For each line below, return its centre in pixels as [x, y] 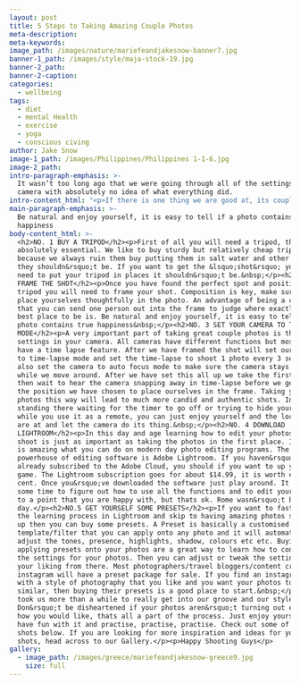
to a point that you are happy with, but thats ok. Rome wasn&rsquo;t [151, 500]
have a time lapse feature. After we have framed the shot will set [147, 350]
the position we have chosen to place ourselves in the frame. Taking [151, 392]
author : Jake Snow [43, 150]
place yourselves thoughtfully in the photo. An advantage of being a [151, 300]
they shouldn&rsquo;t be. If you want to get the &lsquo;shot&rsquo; [149, 267]
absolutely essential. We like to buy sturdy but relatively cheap [146, 250]
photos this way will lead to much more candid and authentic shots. [149, 400]
